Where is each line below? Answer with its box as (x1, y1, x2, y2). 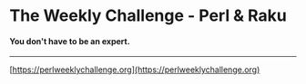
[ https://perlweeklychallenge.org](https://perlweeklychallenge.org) (9, 64, 260, 75)
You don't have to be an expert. (9, 35, 130, 46)
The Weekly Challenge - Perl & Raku (9, 5, 287, 26)
